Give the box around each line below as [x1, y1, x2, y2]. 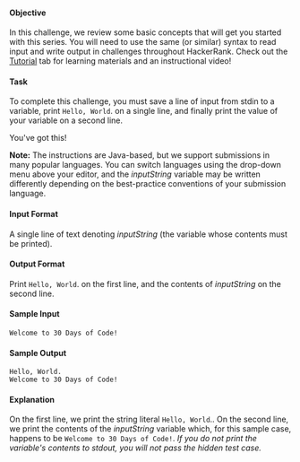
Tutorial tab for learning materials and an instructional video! [9, 56, 232, 66]
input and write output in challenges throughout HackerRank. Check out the [9, 46, 288, 57]
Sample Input [9, 309, 60, 319]
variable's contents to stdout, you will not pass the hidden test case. [9, 442, 262, 453]
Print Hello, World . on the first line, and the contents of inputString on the [9, 278, 282, 289]
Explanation [9, 394, 56, 405]
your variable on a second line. [9, 115, 124, 126]
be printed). [9, 238, 53, 248]
